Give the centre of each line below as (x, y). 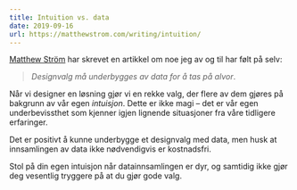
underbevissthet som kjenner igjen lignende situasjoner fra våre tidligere (143, 113)
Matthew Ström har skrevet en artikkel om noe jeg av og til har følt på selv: (146, 60)
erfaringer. (29, 122)
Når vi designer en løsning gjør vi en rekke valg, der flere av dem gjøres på (146, 94)
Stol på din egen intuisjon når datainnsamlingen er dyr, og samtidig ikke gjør (148, 167)
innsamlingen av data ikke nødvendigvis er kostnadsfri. (111, 149)
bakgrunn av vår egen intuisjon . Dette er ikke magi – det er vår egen (134, 103)
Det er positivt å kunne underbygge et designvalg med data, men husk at (143, 140)
